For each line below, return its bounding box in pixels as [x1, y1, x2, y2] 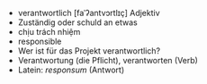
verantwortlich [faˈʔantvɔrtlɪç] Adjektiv [17, 8, 160, 18]
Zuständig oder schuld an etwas [17, 17, 138, 28]
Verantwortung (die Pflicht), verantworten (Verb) [17, 55, 198, 65]
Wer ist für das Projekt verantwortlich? [17, 46, 160, 56]
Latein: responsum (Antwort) [17, 64, 125, 75]
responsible [17, 36, 62, 46]
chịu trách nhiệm [17, 27, 81, 37]
